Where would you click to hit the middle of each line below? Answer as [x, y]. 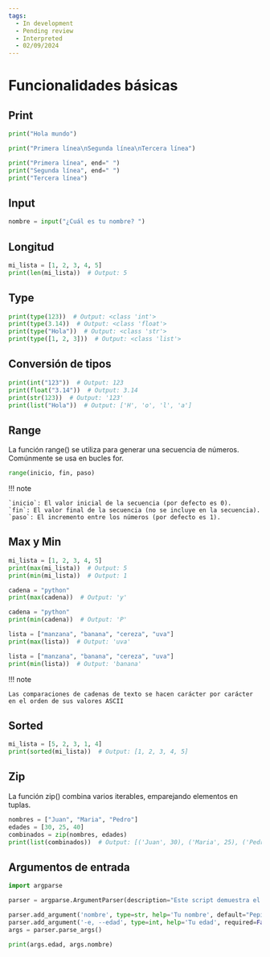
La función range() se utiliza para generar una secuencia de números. [124, 450]
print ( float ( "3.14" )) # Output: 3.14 [73, 390]
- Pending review [45, 31]
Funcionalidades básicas [93, 86]
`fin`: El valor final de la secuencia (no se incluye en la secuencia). [135, 510]
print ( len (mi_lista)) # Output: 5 [68, 273]
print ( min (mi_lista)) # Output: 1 [68, 576]
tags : [17, 16]
